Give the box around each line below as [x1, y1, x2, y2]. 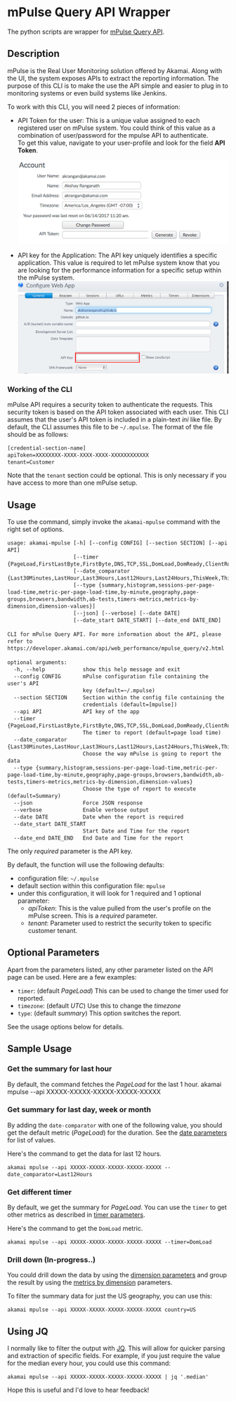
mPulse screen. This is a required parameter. [27, 911, 158, 920]
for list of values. [7, 1135, 56, 1144]
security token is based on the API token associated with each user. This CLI [7, 408, 229, 417]
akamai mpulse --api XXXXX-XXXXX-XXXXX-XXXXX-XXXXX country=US [7, 1306, 197, 1314]
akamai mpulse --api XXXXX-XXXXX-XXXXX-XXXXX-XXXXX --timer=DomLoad [7, 1239, 212, 1246]
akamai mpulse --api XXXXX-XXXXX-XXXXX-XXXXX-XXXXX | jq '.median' [7, 1374, 209, 1381]
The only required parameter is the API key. [7, 847, 133, 856]
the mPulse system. [17, 273, 75, 282]
